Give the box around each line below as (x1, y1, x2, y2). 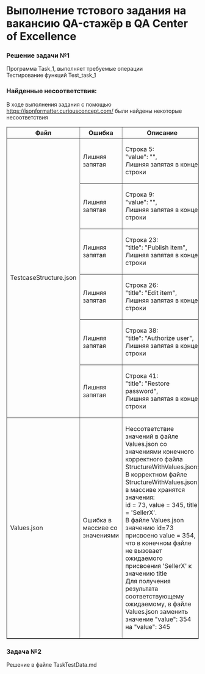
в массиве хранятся (124, 485, 185, 494)
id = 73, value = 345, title (124, 500, 198, 509)
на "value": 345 (124, 622, 171, 631)
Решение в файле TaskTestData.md (6, 661, 97, 669)
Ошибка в (82, 516, 112, 524)
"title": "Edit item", (124, 288, 178, 297)
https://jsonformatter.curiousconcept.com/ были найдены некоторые (6, 107, 182, 115)
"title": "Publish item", (124, 243, 187, 252)
